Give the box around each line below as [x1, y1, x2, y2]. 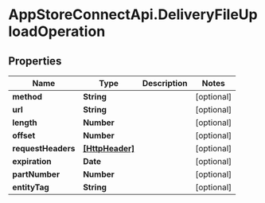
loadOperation [8, 22, 106, 41]
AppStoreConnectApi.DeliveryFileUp [8, 6, 258, 24]
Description [142, 78, 188, 88]
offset [12, 130, 36, 141]
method [12, 92, 42, 102]
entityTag [12, 182, 49, 193]
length [12, 117, 37, 128]
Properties [8, 54, 62, 68]
